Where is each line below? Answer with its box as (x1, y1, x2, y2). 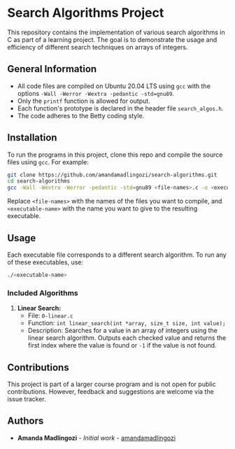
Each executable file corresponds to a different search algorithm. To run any (7, 250, 227, 259)
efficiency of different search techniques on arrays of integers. (7, 43, 188, 51)
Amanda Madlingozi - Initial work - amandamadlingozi (17, 434, 176, 442)
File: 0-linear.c (27, 311, 73, 320)
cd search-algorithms (7, 178, 71, 185)
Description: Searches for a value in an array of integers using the (27, 327, 218, 335)
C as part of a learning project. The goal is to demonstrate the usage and (7, 35, 218, 43)
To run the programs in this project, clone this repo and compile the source (7, 150, 223, 159)
